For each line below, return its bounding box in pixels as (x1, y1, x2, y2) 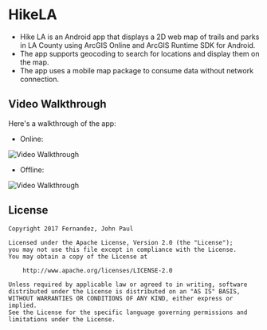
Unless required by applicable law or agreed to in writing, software (8, 281, 248, 289)
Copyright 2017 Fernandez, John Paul (8, 225, 134, 233)
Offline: (19, 165, 45, 175)
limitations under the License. (8, 315, 116, 324)
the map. (19, 57, 49, 67)
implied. (8, 301, 37, 309)
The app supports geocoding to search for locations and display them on (19, 49, 260, 58)
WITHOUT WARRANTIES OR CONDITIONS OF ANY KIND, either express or (8, 294, 234, 302)
